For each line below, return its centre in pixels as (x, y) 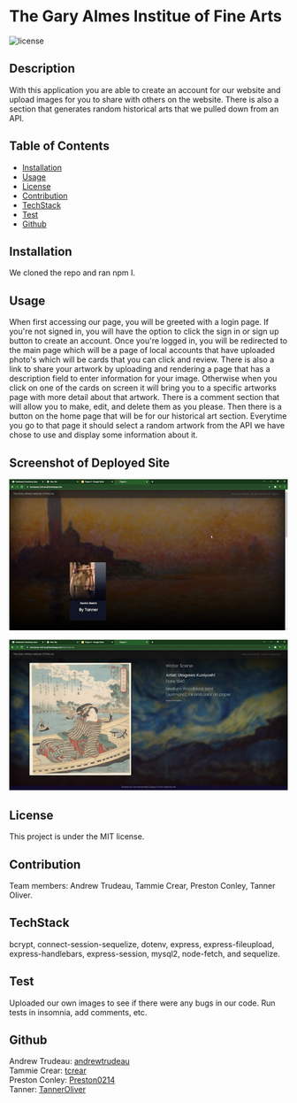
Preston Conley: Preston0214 (62, 1080)
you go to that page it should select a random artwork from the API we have (147, 426)
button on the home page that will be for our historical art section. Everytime (148, 416)
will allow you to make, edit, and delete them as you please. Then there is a (146, 407)
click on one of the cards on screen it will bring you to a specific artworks (143, 388)
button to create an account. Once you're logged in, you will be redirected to (148, 341)
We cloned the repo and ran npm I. (72, 273)
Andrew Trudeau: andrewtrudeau (69, 1061)
